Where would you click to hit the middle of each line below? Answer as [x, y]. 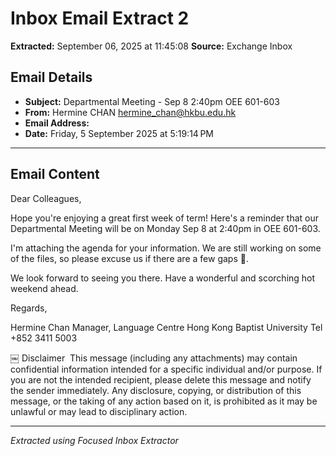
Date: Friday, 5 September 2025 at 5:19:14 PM [119, 133]
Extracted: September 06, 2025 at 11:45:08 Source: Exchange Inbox [151, 46]
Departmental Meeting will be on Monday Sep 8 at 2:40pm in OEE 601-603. [165, 228]
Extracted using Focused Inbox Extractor [94, 440]
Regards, [29, 308]
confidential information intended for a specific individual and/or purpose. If [166, 369]
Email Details [51, 77]
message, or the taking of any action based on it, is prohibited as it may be [164, 401]
